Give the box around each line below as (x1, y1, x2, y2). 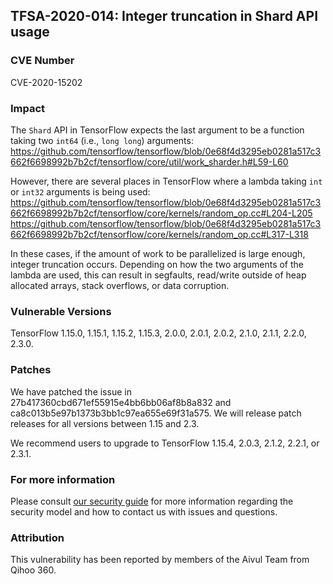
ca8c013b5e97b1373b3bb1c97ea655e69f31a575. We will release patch (10, 407, 302, 419)
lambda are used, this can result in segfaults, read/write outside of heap (10, 269, 307, 281)
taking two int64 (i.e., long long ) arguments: (10, 134, 194, 146)
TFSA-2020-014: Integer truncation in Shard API (10, 8, 319, 25)
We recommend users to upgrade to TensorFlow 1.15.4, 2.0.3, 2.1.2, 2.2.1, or (10, 437, 320, 449)
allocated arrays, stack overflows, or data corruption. (10, 279, 230, 291)
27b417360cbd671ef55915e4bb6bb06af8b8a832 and (10, 396, 232, 408)
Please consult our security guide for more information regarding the (10, 495, 294, 507)
